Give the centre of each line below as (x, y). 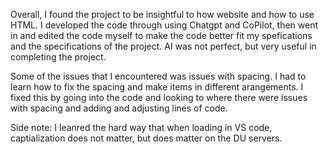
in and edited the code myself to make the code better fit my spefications (161, 35)
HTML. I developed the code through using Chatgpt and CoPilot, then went (164, 25)
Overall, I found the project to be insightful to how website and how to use (162, 14)
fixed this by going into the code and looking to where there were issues (159, 97)
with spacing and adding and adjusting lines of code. (119, 108)
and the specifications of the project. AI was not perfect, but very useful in (163, 46)
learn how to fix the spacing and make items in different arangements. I (157, 87)
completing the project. (58, 57)
